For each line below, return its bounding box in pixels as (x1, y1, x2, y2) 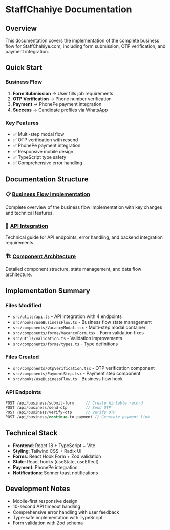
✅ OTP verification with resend (12, 137, 78, 143)
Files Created (5, 353, 39, 361)
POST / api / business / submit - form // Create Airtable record (5, 400, 143, 406)
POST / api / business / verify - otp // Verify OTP (5, 410, 116, 415)
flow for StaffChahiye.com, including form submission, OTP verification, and (5, 43, 166, 49)
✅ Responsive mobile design (12, 148, 74, 154)
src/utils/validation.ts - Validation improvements (12, 335, 123, 341)
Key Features (5, 119, 39, 126)
